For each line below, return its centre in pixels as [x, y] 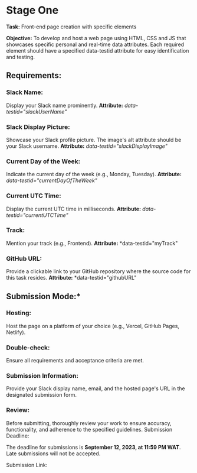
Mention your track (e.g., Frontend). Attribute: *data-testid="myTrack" [92, 243]
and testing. [21, 57]
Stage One [32, 10]
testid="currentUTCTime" [37, 215]
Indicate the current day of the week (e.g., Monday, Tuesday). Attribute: [94, 174]
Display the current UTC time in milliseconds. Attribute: [74, 209]
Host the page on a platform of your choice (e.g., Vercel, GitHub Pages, [93, 326]
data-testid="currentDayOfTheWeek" [52, 180]
